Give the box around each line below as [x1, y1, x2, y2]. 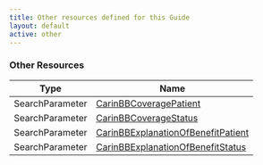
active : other [9, 29, 63, 38]
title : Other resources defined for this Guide [9, 12, 191, 22]
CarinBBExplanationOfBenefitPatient [96, 126, 249, 138]
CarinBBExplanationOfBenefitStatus [96, 140, 247, 153]
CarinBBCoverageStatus [96, 111, 199, 124]
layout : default [9, 21, 70, 30]
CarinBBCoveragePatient [96, 97, 201, 110]
